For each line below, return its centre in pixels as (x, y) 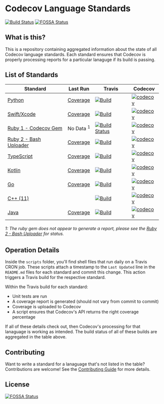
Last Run (79, 88)
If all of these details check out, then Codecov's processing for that (73, 327)
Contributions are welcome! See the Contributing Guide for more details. (78, 369)
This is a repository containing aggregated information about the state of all (81, 49)
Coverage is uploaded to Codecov (47, 307)
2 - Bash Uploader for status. (35, 234)
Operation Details (32, 250)
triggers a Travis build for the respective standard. (55, 277)
